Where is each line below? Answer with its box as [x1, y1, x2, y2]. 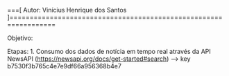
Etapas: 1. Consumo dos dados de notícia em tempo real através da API [7, 48, 212, 55]
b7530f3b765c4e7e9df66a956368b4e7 [7, 62, 121, 70]
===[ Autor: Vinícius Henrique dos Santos [7, 6, 127, 14]
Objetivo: [7, 34, 33, 42]
